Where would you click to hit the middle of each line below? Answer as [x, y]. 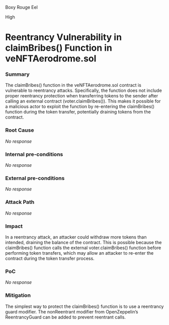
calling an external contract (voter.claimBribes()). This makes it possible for [83, 101]
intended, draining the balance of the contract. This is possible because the [83, 242]
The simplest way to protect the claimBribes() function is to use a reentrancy [84, 306]
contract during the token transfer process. [50, 258]
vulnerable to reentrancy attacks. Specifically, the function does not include [83, 90]
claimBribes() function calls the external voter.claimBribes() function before [83, 248]
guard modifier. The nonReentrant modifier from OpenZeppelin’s [72, 311]
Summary [18, 74]
